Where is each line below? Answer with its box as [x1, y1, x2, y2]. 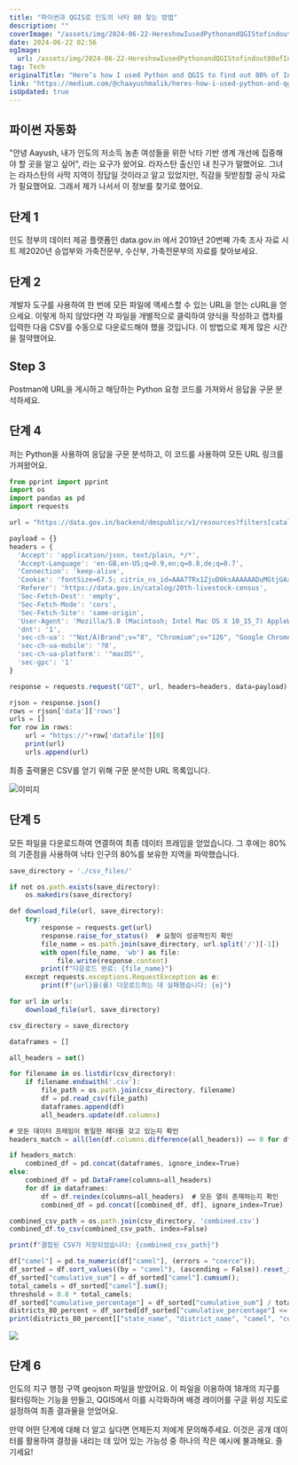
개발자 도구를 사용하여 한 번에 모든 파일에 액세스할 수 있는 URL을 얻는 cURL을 [9, 299, 278, 310]
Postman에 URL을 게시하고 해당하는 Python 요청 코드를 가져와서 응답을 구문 [9, 384, 274, 394]
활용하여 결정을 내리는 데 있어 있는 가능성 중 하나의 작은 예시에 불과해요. [25, 1435, 274, 1445]
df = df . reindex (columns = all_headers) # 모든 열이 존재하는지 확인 [41, 1192, 279, 1201]
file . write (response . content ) [56, 956, 169, 965]
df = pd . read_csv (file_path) [41, 1094, 149, 1103]
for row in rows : [9, 723, 74, 732]
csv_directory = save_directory [9, 1021, 129, 1030]
